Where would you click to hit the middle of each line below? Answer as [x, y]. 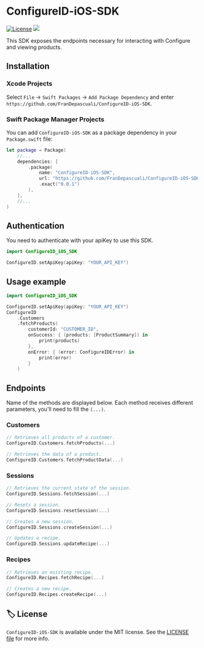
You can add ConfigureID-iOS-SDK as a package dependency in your [92, 132]
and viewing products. [34, 47]
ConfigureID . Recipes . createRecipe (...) [57, 595]
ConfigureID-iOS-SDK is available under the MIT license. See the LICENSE [98, 632]
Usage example [36, 282]
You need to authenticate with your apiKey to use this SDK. [80, 240]
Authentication [36, 226]
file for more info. [28, 638]
